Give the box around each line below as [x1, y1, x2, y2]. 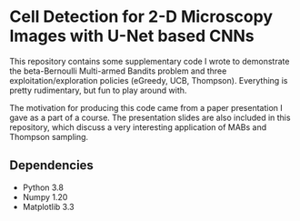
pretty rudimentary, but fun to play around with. [9, 85, 187, 95]
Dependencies [9, 157, 94, 174]
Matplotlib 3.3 [22, 201, 75, 212]
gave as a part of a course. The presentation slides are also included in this [9, 112, 291, 123]
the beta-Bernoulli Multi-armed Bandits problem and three [9, 65, 227, 76]
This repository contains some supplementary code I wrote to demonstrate [9, 55, 290, 66]
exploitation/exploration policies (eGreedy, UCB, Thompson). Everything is [9, 75, 288, 85]
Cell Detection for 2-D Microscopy [9, 6, 274, 27]
